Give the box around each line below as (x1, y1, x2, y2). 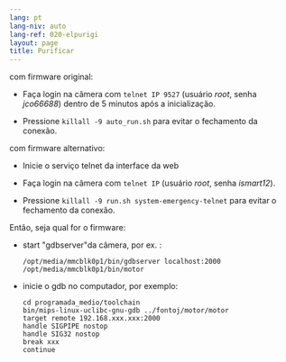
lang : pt (9, 13, 42, 23)
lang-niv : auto (9, 22, 67, 31)
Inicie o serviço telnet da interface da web (22, 160, 179, 171)
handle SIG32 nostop (22, 330, 100, 339)
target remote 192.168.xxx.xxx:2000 (22, 314, 161, 323)
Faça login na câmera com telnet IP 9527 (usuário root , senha (22, 89, 257, 100)
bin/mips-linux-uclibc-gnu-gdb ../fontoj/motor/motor (22, 306, 229, 315)
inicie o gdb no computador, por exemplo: (22, 281, 179, 292)
